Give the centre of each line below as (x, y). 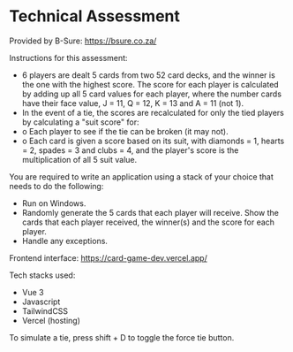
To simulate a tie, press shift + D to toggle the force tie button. (122, 337)
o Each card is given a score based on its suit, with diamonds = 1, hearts (153, 141)
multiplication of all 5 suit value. (79, 159)
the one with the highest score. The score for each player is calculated (150, 84)
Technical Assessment (95, 16)
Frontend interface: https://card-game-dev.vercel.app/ (108, 257)
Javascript (41, 302)
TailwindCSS (45, 310)
